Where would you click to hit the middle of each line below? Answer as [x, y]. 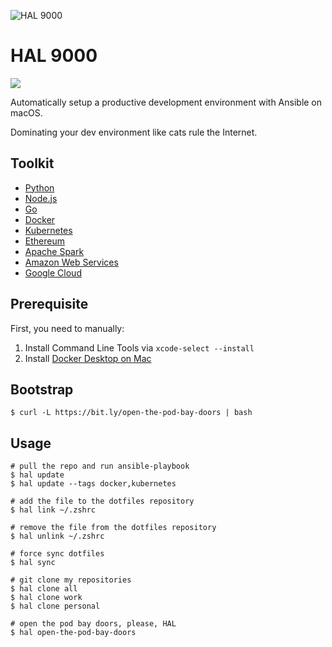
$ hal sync [33, 563]
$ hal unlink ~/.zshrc [57, 536]
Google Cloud [53, 272]
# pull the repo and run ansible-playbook [100, 466]
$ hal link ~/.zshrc [53, 510]
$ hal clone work [46, 598]
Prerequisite [49, 304]
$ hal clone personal [55, 606]
